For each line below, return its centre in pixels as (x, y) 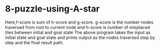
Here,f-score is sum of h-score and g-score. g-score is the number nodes (79, 22)
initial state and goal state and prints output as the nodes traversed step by (80, 37)
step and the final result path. (35, 42)
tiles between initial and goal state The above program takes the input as (78, 32)
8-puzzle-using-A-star (52, 9)
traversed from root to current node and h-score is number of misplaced (78, 27)
